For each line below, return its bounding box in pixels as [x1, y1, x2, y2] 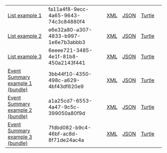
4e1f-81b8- [48, 53, 79, 60]
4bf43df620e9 [48, 83, 84, 90]
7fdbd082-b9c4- [48, 124, 91, 131]
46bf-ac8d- [48, 131, 79, 137]
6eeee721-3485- [48, 47, 93, 54]
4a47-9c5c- [48, 104, 80, 110]
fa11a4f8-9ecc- [48, 6, 89, 12]
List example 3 [7, 53, 42, 60]
